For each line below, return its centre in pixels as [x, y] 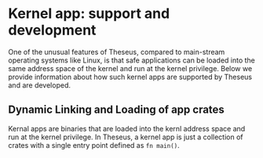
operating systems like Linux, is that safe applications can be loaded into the [131, 60]
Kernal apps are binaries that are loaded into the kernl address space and [127, 128]
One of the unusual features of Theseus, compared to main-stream [117, 52]
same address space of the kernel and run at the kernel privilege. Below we [130, 68]
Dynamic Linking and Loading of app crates [117, 110]
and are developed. [39, 85]
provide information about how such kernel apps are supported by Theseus [130, 77]
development [52, 30]
